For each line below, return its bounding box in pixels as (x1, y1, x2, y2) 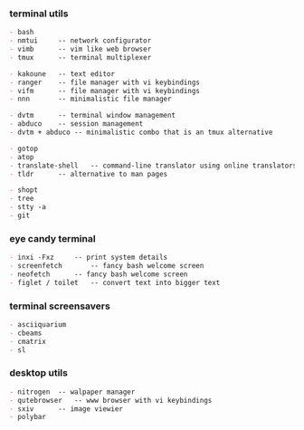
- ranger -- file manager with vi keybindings (9, 78, 201, 87)
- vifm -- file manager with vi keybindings (9, 86, 201, 95)
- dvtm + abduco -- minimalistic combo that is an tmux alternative (9, 128, 273, 138)
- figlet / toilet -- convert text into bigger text (9, 278, 221, 287)
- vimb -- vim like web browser (9, 44, 152, 54)
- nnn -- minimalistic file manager (9, 94, 172, 104)
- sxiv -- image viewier (9, 404, 124, 414)
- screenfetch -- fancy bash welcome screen (9, 262, 204, 271)
